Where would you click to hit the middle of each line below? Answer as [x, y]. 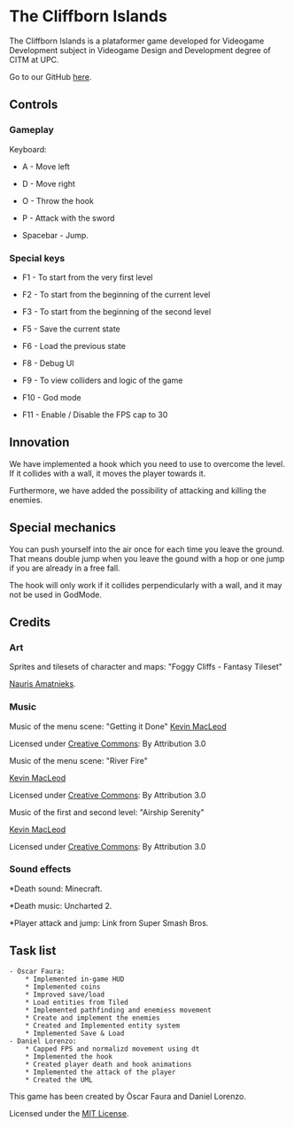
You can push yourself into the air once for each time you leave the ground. [147, 549]
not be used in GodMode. [56, 595]
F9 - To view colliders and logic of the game [102, 380]
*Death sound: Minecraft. [56, 889]
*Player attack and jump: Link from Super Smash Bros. [109, 922]
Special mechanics [63, 528]
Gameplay [32, 130]
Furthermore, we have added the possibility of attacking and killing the [138, 490]
